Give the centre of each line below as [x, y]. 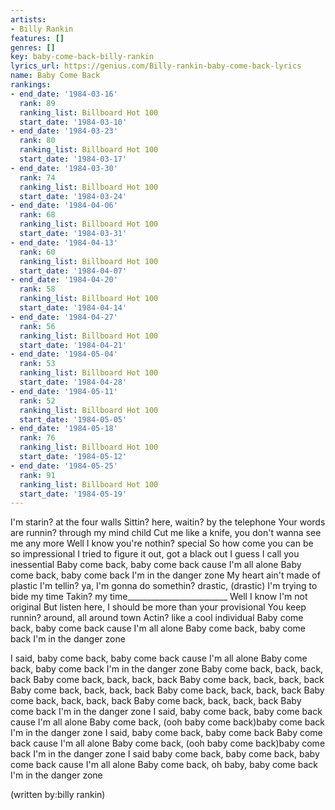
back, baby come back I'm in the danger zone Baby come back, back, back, [167, 669]
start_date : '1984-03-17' [73, 159]
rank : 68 [37, 215]
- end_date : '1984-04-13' [64, 242]
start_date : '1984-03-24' [73, 196]
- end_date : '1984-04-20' [64, 280]
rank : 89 [37, 103]
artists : [28, 19]
